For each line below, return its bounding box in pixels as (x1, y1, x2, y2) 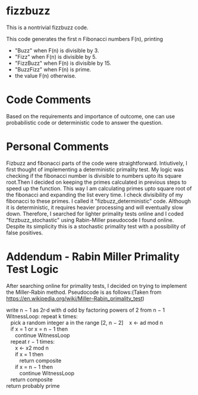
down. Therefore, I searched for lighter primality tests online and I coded (6, 210, 184, 217)
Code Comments (6, 93, 91, 106)
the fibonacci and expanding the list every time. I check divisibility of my (6, 191, 183, 198)
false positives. (6, 229, 43, 236)
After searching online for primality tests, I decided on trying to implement (6, 282, 187, 289)
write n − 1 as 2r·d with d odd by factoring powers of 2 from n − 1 (6, 306, 165, 314)
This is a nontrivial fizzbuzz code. (6, 24, 89, 31)
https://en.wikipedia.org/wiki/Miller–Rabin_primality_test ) (6, 294, 144, 302)
